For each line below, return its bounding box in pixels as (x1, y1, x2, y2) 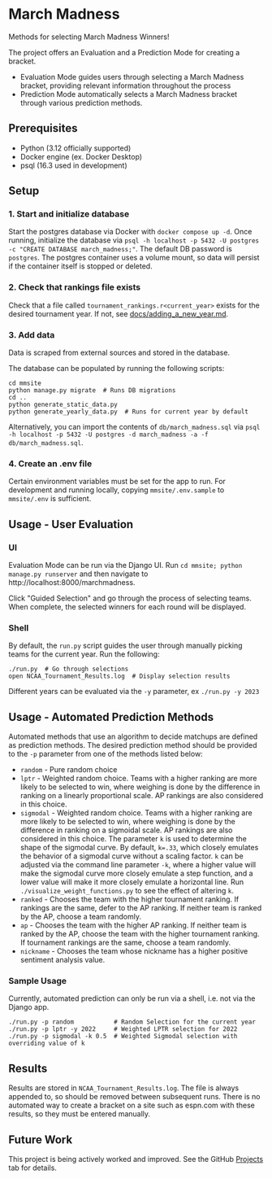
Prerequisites (8, 121, 78, 135)
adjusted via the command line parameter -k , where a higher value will (19, 860, 257, 870)
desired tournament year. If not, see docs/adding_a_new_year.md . (8, 308, 229, 318)
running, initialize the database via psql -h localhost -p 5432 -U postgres (8, 235, 260, 245)
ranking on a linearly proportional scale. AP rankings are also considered (19, 791, 264, 801)
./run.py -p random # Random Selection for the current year (8, 1018, 256, 1026)
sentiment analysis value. (19, 955, 106, 965)
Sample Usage (8, 976, 67, 987)
